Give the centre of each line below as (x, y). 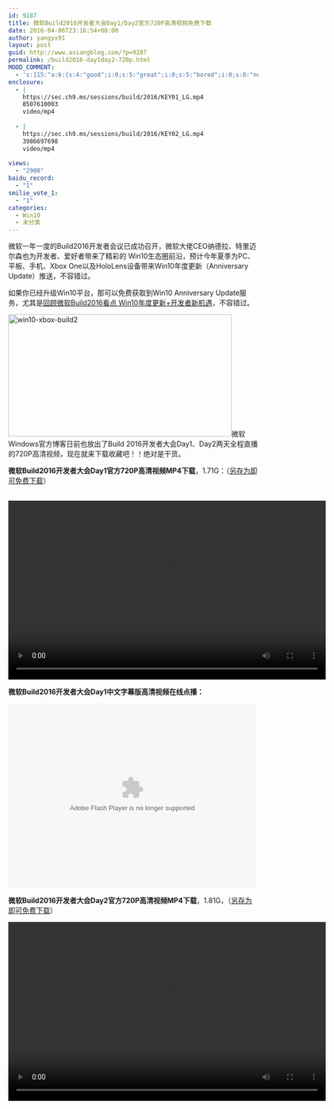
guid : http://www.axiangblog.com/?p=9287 (78, 52)
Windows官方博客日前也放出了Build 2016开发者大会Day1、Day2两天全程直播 (133, 444)
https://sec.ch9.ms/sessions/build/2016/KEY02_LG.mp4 (113, 134)
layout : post (30, 45)
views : (19, 164)
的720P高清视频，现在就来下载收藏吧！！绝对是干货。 (97, 454)
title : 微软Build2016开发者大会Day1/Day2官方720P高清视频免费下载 (110, 23)
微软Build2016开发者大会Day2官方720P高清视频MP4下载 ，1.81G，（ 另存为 (130, 901)
